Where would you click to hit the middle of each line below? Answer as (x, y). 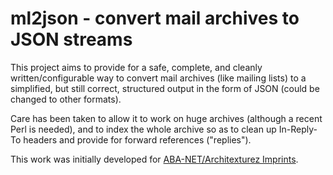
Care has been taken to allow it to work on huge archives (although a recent (166, 118)
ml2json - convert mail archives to (155, 18)
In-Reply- (298, 129)
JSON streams (71, 39)
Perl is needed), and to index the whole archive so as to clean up (143, 129)
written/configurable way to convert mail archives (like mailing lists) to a (158, 78)
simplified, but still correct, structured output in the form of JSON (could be (165, 88)
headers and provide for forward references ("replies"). (137, 139)
